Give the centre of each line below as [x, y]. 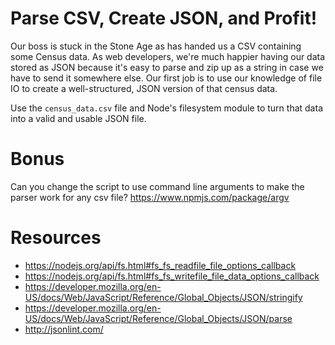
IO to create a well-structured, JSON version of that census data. [144, 88]
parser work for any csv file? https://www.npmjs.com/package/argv [150, 197]
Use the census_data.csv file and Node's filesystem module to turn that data [166, 108]
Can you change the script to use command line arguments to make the [157, 186]
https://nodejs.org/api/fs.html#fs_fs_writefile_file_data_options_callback [172, 276]
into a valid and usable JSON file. [78, 118]
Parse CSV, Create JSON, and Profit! [164, 18]
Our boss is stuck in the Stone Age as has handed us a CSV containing [156, 46]
